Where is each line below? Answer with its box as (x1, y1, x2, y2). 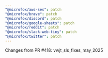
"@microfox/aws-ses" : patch (5, 7, 62, 12)
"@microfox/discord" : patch (5, 16, 62, 21)
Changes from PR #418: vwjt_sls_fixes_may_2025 (5, 47, 103, 53)
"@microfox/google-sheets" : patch (5, 20, 75, 26)
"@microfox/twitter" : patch (5, 34, 62, 39)
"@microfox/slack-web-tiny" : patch (5, 29, 77, 34)
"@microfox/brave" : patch (5, 12, 57, 16)
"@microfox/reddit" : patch (5, 25, 60, 30)
